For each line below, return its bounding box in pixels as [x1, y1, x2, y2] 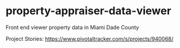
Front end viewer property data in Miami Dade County [5, 24, 140, 31]
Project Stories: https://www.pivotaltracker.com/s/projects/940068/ [5, 35, 174, 42]
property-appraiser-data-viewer [5, 4, 172, 18]
